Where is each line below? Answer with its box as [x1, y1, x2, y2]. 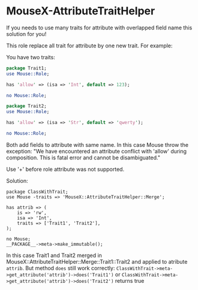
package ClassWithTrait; [6, 189, 68, 195]
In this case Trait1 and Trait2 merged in [6, 252, 102, 259]
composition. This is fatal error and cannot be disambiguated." [6, 154, 161, 161]
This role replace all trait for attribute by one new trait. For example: [6, 42, 173, 49]
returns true [115, 277, 145, 284]
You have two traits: [6, 53, 55, 61]
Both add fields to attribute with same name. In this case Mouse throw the [6, 141, 189, 148]
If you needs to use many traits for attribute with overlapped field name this [6, 24, 193, 31]
